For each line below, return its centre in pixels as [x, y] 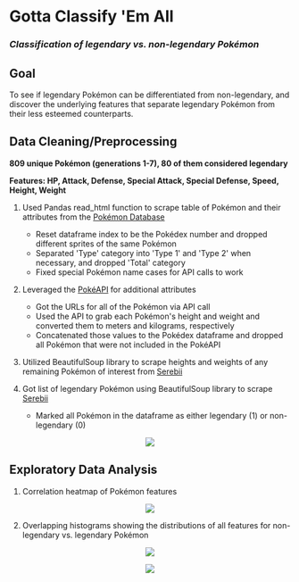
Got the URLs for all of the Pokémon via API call [123, 306]
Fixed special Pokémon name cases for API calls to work [139, 272]
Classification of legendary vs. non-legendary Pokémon [134, 45]
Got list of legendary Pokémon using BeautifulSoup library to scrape [147, 388]
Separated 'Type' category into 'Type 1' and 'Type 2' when [143, 253]
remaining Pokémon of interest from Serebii [102, 371]
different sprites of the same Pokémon [106, 244]
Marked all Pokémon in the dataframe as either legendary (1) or [151, 415]
